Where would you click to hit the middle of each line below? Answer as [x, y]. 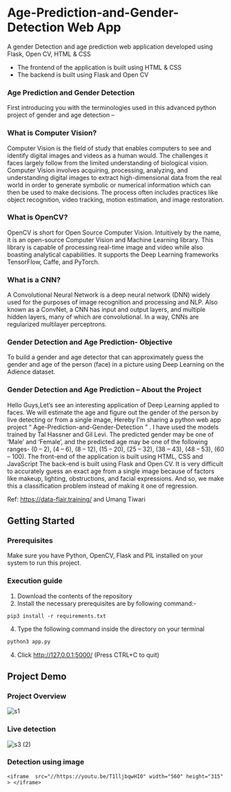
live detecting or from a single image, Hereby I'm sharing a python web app [114, 419]
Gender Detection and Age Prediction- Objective [90, 342]
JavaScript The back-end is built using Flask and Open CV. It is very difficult [115, 463]
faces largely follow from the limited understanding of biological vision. [108, 163]
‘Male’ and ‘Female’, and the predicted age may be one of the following [108, 441]
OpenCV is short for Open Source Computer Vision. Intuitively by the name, [114, 232]
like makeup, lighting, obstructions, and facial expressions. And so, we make [115, 478]
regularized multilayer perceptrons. [57, 324]
